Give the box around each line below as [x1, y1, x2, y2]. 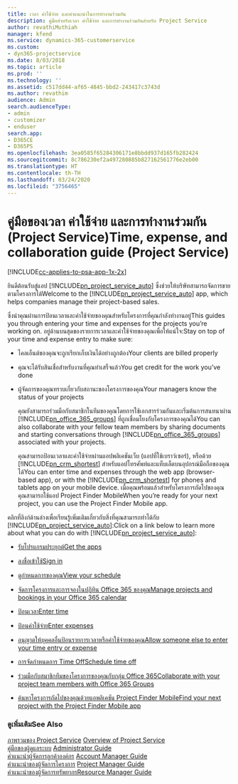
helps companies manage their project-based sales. [7, 297, 160, 306]
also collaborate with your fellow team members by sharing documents [17, 423, 226, 431]
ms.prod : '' [7, 70, 43, 77]
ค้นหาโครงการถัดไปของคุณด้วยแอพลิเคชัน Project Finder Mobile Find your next [17, 693, 222, 702]
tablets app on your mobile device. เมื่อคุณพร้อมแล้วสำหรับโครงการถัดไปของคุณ [17, 483, 225, 492]
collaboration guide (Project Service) [7, 244, 229, 260]
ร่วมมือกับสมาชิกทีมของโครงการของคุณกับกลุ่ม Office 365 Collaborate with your [17, 671, 220, 681]
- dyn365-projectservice [7, 51, 81, 58]
